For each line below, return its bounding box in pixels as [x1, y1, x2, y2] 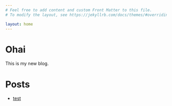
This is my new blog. [5, 60, 49, 67]
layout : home [5, 22, 33, 27]
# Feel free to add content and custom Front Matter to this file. [5, 7, 153, 13]
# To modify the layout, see [5, 12, 68, 17]
